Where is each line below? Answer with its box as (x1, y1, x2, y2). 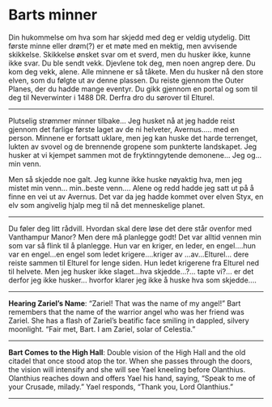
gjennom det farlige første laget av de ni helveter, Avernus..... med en (8, 124, 239, 134)
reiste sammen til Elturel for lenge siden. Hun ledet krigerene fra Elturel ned (8, 257, 260, 268)
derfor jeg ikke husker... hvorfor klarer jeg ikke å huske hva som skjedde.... (8, 275, 257, 285)
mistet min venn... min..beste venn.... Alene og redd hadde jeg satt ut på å (8, 183, 255, 193)
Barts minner (8, 6, 98, 24)
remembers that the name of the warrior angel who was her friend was (8, 307, 244, 316)
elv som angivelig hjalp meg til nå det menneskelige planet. (8, 200, 205, 210)
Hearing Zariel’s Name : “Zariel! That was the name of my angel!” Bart (8, 298, 241, 308)
